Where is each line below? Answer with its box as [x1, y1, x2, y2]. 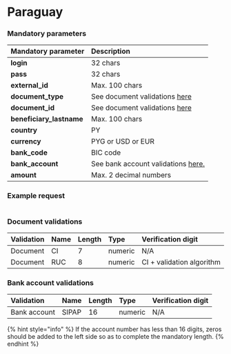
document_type [10, 92, 64, 101]
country [10, 126, 38, 135]
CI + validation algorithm [141, 257, 221, 267]
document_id [10, 103, 55, 112]
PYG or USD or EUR [90, 137, 155, 146]
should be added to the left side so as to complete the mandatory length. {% [7, 333, 224, 341]
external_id [10, 81, 48, 90]
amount [10, 170, 37, 180]
